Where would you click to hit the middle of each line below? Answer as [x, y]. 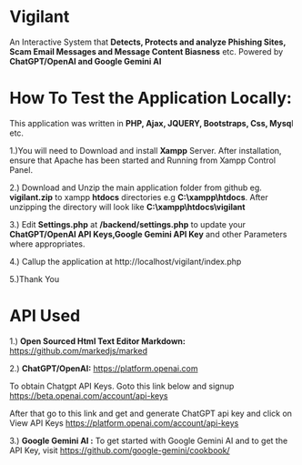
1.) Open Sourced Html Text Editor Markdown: [98, 341]
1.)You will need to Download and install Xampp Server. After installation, [146, 150]
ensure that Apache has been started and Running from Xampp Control [142, 160]
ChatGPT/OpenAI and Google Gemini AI [86, 61]
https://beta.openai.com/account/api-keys [89, 395]
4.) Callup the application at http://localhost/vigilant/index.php [126, 261]
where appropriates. [47, 244]
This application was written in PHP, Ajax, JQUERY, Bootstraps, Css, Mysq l [151, 123]
